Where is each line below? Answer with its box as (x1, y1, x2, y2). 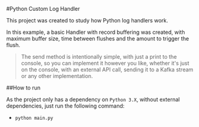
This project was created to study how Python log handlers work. (6, 17, 169, 24)
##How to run (6, 84, 41, 91)
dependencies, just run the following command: (6, 102, 125, 109)
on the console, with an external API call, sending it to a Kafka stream (21, 66, 194, 73)
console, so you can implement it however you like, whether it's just (21, 60, 190, 67)
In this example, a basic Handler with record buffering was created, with (6, 28, 185, 36)
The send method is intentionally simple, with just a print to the (21, 53, 177, 60)
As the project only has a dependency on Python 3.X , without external (6, 96, 180, 103)
